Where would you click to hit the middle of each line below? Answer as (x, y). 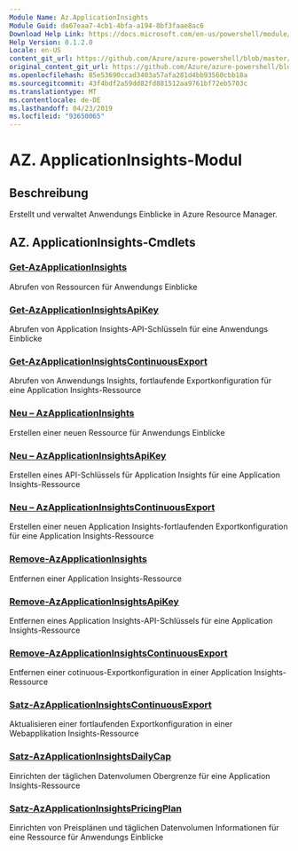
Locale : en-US (35, 51)
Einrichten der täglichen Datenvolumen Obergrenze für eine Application (140, 776)
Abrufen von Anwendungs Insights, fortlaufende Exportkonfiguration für (141, 381)
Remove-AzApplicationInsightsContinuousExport (118, 653)
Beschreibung (49, 193)
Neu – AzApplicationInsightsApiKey (88, 455)
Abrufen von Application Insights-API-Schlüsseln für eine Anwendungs (139, 329)
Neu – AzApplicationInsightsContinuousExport (112, 507)
